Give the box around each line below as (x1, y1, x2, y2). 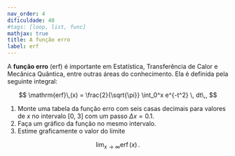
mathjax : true (7, 30, 49, 37)
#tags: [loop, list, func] (7, 23, 86, 30)
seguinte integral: (7, 77, 58, 85)
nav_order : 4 (7, 10, 46, 18)
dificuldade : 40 (7, 17, 55, 24)
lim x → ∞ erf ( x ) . (95, 141, 140, 150)
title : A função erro (7, 37, 71, 44)
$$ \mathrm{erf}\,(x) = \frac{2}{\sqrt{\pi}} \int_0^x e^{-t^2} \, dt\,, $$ (18, 91, 217, 99)
